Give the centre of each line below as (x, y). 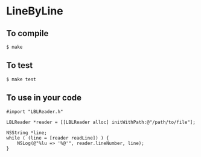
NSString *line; (27, 133)
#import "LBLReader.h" (35, 112)
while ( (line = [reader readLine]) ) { (58, 138)
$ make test (21, 79)
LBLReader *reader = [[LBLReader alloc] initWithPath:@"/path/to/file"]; (101, 122)
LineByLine (35, 11)
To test (20, 65)
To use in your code (44, 98)
